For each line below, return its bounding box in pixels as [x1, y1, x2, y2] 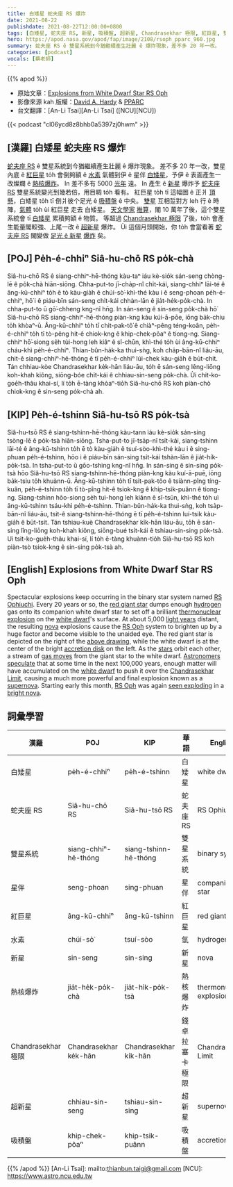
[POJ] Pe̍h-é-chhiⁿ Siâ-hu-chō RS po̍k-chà [7, 252, 194, 264]
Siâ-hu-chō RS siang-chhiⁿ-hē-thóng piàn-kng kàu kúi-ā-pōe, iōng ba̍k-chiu [7, 313, 225, 322]
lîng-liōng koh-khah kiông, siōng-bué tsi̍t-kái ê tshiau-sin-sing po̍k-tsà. [20, 526, 223, 535]
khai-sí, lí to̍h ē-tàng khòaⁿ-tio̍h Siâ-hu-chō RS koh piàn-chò [38, 379, 212, 388]
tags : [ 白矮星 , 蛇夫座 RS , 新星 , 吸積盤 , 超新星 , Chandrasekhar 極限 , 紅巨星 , [7, 29, 221, 37]
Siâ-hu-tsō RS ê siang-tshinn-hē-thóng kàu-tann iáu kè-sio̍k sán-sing [7, 428, 206, 436]
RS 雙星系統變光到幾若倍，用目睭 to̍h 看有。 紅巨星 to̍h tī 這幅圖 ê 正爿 [7, 188, 208, 196]
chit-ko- [198, 371, 221, 379]
